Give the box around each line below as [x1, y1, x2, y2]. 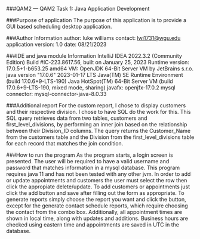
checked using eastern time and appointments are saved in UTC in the [6, 221, 180, 228]
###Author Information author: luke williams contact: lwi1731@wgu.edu [6, 35, 181, 41]
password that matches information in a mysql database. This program [6, 164, 180, 171]
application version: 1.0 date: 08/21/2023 [6, 41, 107, 48]
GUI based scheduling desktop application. [6, 23, 112, 30]
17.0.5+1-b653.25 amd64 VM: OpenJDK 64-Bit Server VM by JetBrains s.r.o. [6, 65, 194, 72]
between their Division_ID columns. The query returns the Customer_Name [6, 128, 191, 134]
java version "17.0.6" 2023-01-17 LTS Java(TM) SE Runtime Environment [6, 72, 183, 78]
